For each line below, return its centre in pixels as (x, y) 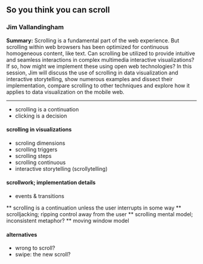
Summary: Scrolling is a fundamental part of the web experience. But (93, 40)
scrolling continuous (40, 162)
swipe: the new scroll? (43, 254)
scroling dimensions (40, 143)
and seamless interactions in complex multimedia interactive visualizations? (100, 59)
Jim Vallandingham (35, 27)
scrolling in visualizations (39, 130)
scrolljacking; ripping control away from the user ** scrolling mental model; (100, 214)
